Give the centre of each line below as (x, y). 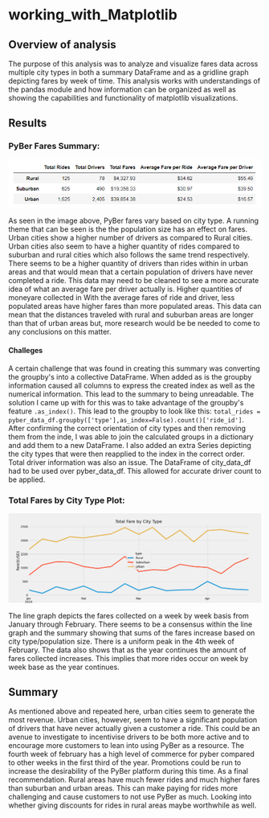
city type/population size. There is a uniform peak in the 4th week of (122, 641)
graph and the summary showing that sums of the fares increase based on (132, 632)
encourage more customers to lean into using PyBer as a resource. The (126, 746)
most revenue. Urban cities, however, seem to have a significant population (133, 720)
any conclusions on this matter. (60, 332)
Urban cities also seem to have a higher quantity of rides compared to (124, 246)
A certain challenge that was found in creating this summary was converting (134, 368)
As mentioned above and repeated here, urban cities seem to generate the (132, 711)
